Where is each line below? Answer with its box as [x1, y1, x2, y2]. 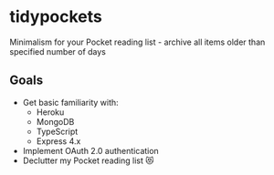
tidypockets [9, 6, 102, 27]
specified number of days [9, 46, 107, 57]
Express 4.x [36, 135, 81, 147]
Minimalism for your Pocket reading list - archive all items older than [9, 36, 266, 47]
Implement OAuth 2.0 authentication [22, 145, 160, 156]
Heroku [36, 107, 65, 118]
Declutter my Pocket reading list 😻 [22, 155, 154, 166]
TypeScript [36, 126, 79, 137]
